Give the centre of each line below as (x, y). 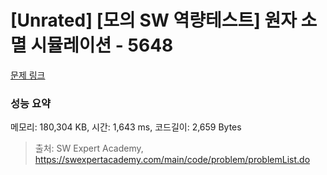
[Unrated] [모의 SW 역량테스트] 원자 (153, 20)
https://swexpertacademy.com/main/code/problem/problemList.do (172, 160)
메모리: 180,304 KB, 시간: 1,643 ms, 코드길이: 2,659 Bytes (126, 127)
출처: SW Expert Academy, (89, 148)
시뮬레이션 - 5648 (102, 45)
